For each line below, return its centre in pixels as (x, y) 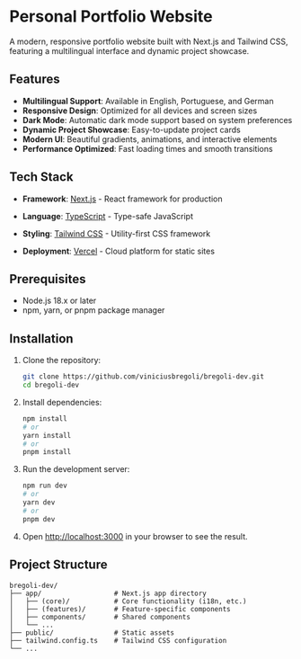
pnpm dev (39, 519)
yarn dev (39, 503)
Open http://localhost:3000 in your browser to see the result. (135, 536)
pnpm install (47, 452)
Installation (41, 338)
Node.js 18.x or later (59, 301)
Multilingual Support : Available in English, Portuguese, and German (148, 101)
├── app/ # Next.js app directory (108, 593)
